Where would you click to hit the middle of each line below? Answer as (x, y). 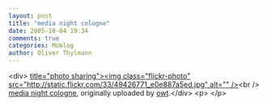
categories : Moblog (41, 46)
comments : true (34, 38)
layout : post (30, 16)
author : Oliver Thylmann (50, 53)
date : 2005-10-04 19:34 (49, 31)
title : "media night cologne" (59, 23)
